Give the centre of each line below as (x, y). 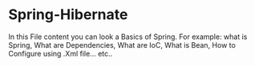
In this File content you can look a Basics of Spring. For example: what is (128, 37)
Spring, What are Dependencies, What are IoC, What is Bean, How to (122, 45)
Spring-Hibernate (68, 15)
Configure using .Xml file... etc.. (61, 53)
